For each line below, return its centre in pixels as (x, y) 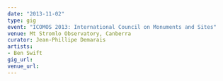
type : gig (22, 20)
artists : (20, 46)
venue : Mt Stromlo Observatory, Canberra (69, 33)
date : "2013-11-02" (36, 14)
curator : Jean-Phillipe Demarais (57, 40)
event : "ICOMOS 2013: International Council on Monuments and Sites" (112, 27)
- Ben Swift (25, 54)
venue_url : (23, 66)
